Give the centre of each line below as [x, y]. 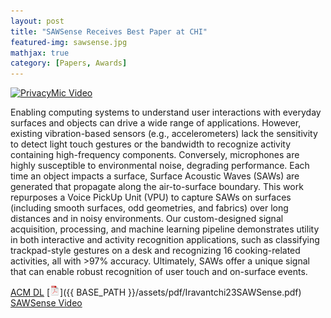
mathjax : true [40, 53]
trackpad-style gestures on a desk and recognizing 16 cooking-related [155, 251]
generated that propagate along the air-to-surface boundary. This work [157, 187]
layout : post [37, 21]
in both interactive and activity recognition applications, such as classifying [165, 240]
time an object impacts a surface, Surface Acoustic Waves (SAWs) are [155, 176]
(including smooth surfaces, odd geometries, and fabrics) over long [149, 208]
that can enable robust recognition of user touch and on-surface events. [159, 272]
